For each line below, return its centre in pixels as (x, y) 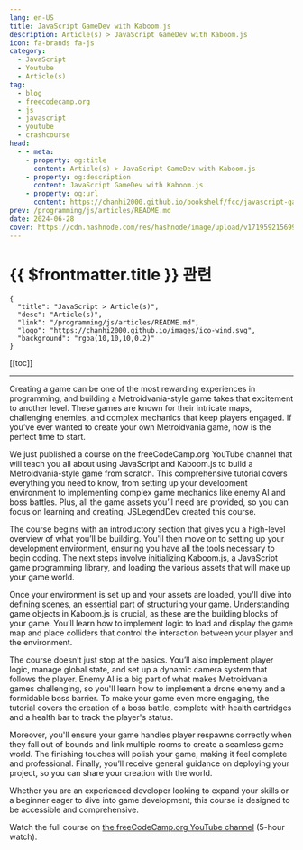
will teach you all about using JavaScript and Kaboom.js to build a (131, 464)
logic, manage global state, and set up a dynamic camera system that (138, 670)
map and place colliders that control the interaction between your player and (151, 633)
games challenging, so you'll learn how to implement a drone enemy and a (147, 689)
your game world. (42, 577)
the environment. (41, 643)
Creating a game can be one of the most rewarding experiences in (133, 389)
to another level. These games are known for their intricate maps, (131, 408)
